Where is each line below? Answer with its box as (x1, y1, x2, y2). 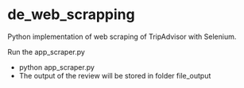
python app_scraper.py (18, 62, 95, 72)
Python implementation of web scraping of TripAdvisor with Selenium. (7, 32, 237, 41)
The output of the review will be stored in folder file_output (18, 71, 211, 80)
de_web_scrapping (7, 6, 136, 24)
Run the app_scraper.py (7, 47, 85, 56)
